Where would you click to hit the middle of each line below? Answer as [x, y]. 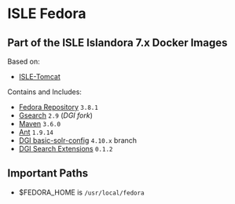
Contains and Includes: [44, 92]
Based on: [24, 61]
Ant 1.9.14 [36, 132]
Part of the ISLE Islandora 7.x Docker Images [117, 43]
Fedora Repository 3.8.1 [59, 107]
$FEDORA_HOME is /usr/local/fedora [81, 192]
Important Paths [48, 173]
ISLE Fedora [47, 14]
